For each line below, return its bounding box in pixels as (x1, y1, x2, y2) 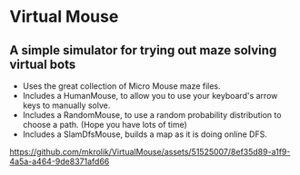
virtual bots (9, 56, 76, 72)
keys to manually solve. (22, 100, 111, 111)
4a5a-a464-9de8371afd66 (9, 156, 110, 167)
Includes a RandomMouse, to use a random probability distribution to (22, 110, 282, 120)
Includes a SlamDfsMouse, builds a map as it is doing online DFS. (22, 129, 268, 140)
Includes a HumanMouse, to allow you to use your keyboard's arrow (22, 91, 278, 101)
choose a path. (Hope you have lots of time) (22, 120, 188, 130)
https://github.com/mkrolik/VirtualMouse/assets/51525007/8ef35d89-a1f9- (9, 147, 291, 157)
